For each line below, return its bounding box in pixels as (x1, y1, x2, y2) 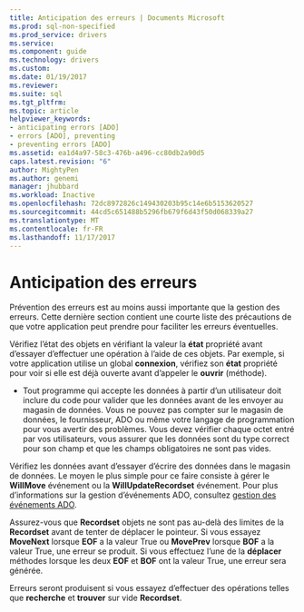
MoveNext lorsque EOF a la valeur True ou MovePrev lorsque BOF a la (9, 537, 275, 548)
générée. (9, 565, 44, 577)
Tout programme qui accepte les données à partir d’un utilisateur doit (22, 385, 282, 396)
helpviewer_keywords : (9, 114, 92, 123)
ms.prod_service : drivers (9, 30, 107, 39)
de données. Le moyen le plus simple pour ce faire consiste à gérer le (9, 470, 270, 481)
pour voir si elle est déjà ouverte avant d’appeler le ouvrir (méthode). (9, 368, 268, 379)
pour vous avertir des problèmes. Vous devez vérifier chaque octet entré (22, 424, 295, 435)
